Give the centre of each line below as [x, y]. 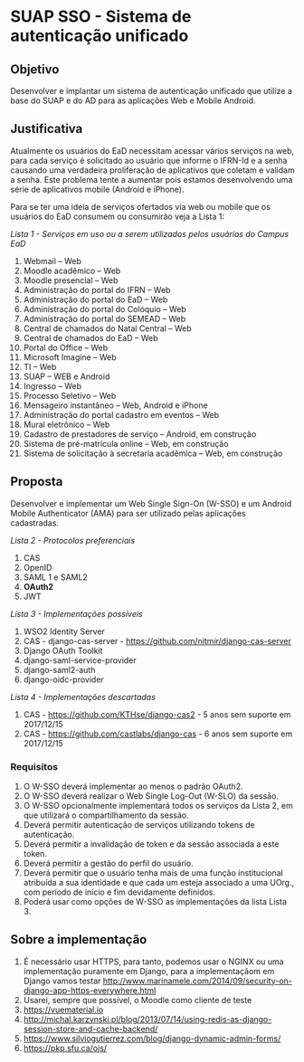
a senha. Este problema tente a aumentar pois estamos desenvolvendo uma [152, 179]
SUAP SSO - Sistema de [101, 17]
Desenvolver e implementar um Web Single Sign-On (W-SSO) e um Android [151, 503]
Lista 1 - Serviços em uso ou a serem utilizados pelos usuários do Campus [149, 233]
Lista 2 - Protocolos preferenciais [73, 540]
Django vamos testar [62, 981]
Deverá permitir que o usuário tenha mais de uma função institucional [153, 872]
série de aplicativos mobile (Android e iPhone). [97, 189]
